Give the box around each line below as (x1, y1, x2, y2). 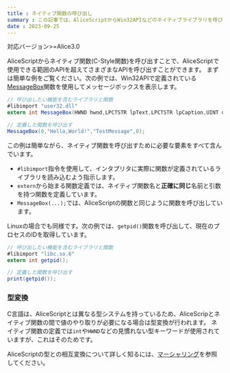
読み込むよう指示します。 (47, 173, 119, 181)
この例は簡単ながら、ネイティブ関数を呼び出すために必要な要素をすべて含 (7, 141, 216, 149)
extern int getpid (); (7, 256, 69, 264)
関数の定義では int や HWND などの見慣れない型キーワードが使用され (30, 327, 214, 335)
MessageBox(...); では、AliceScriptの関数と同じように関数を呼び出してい (16, 198, 223, 206)
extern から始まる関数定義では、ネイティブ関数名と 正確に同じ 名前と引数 (16, 181, 221, 189)
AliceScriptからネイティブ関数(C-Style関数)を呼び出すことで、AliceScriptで (7, 57, 220, 65)
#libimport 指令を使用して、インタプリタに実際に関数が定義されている (16, 164, 216, 172)
